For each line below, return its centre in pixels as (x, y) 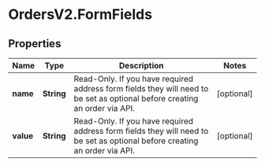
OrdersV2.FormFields (80, 15)
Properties (35, 44)
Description (141, 66)
